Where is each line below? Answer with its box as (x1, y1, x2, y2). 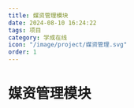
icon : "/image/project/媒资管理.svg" (8, 41, 128, 49)
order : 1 (8, 48, 37, 56)
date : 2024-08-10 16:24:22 (8, 19, 97, 27)
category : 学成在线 (8, 33, 68, 42)
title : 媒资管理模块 (8, 11, 69, 20)
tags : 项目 (8, 26, 42, 34)
